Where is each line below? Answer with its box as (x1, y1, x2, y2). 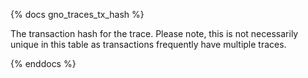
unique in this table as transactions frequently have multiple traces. (10, 39, 287, 50)
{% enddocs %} (10, 58, 77, 69)
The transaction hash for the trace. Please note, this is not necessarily (10, 28, 299, 39)
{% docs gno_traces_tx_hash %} (10, 9, 145, 20)
